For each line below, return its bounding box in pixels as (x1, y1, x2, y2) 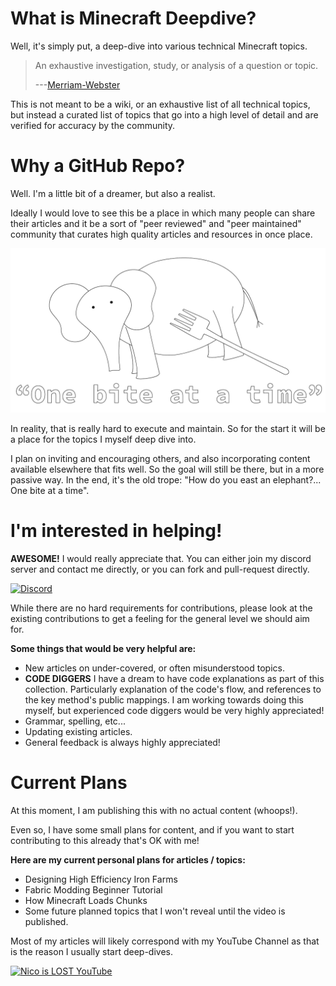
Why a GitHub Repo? (10, 155, 186, 177)
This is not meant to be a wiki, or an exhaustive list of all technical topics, (10, 98, 311, 110)
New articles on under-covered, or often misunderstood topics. (24, 662, 285, 674)
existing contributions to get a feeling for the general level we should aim (10, 612, 310, 624)
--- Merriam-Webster (34, 78, 121, 91)
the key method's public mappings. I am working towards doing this (24, 693, 304, 706)
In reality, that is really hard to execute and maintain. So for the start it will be (10, 422, 326, 434)
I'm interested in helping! (10, 519, 223, 542)
